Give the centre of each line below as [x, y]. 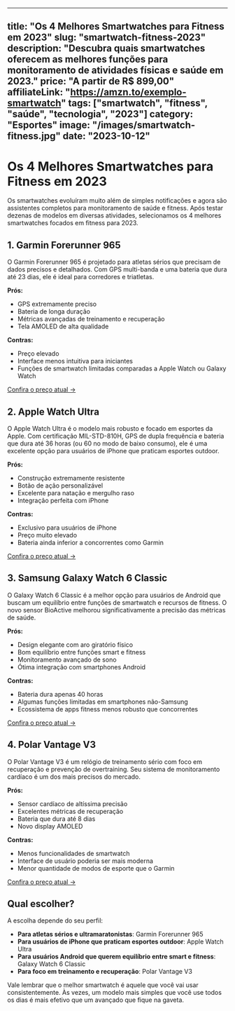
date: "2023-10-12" [106, 136]
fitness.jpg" [34, 136]
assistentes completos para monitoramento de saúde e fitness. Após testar [115, 208]
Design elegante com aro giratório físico [75, 644]
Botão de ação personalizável [60, 486]
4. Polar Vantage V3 [52, 745]
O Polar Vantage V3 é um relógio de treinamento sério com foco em [105, 761]
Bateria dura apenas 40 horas [60, 694]
